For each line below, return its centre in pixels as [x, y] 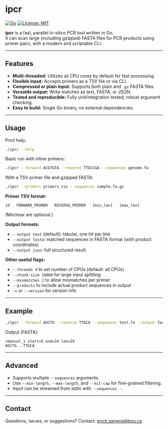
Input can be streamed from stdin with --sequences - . [67, 388]
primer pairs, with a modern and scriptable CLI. [54, 43]
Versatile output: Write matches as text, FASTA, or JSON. [72, 91]
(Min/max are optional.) [29, 215]
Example [19, 311]
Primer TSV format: [26, 196]
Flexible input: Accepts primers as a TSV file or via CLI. [70, 81]
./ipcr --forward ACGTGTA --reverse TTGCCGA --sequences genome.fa [77, 168]
